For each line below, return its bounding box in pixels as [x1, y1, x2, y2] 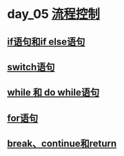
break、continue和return [7, 138, 117, 150]
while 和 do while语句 [7, 87, 100, 98]
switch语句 [7, 61, 55, 73]
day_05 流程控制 [7, 6, 101, 22]
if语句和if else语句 [7, 36, 85, 47]
